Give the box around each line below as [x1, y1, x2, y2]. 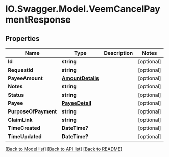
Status [8, 92, 25, 98]
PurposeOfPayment [8, 108, 57, 115]
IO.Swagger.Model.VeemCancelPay [5, 3, 161, 15]
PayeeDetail [61, 100, 92, 106]
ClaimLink [8, 116, 33, 123]
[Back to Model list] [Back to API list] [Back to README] [5, 146, 123, 152]
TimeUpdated [8, 133, 42, 140]
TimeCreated [8, 125, 41, 131]
